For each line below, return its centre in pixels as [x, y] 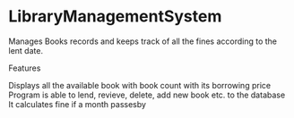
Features [25, 68]
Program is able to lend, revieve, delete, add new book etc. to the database [147, 95]
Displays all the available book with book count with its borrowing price [139, 85]
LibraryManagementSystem [115, 17]
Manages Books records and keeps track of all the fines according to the [143, 41]
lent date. [26, 50]
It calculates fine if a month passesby [78, 104]
